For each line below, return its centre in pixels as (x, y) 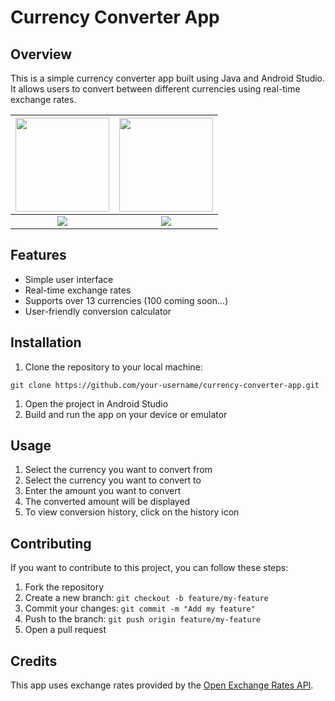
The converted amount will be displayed (107, 502)
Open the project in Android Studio (96, 403)
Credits (34, 661)
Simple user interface (69, 279)
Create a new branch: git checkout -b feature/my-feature (146, 598)
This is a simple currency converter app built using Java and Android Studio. (168, 78)
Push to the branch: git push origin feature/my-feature (142, 619)
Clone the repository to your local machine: (113, 367)
